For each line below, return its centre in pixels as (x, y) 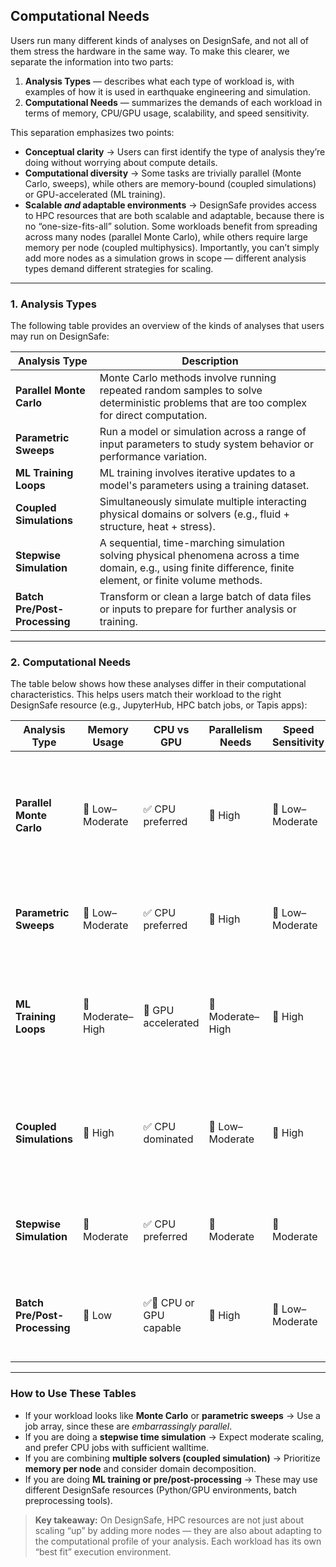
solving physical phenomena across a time (199, 556)
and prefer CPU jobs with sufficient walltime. (117, 1447)
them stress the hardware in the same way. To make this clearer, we (150, 51)
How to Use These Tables (73, 1394)
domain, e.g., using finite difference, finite (197, 568)
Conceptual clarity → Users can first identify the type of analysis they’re (175, 151)
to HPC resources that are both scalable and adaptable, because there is (174, 215)
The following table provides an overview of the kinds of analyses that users (167, 326)
